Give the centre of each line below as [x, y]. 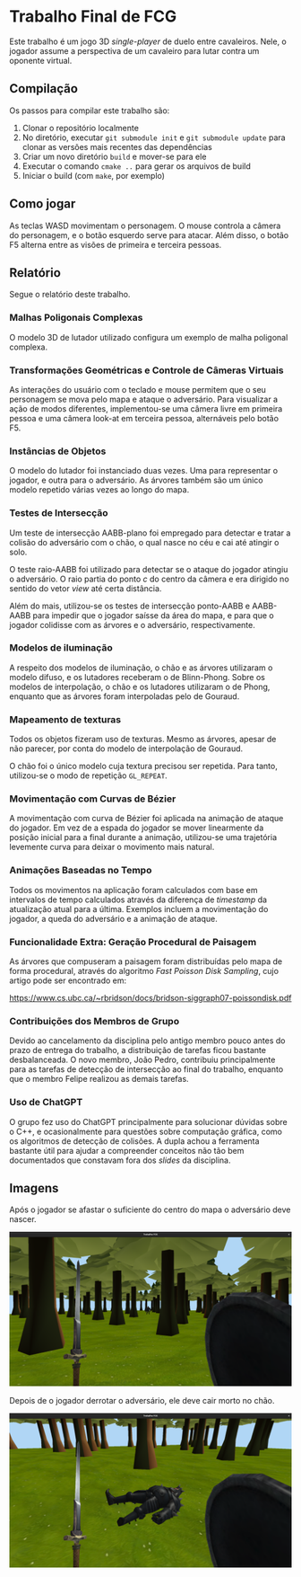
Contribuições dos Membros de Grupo [95, 1021]
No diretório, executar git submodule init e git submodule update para [154, 137]
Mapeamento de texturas [65, 719]
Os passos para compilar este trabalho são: [90, 111]
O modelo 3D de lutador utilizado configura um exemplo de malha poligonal [149, 337]
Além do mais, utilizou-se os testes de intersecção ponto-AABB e [130, 606]
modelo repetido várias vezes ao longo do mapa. [99, 490]
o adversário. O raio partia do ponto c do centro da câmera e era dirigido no [149, 579]
